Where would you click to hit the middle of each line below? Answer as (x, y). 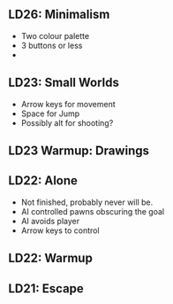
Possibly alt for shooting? (67, 122)
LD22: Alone (43, 181)
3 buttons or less (52, 45)
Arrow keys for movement (68, 104)
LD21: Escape (46, 288)
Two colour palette (55, 35)
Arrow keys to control (60, 230)
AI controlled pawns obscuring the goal (93, 211)
